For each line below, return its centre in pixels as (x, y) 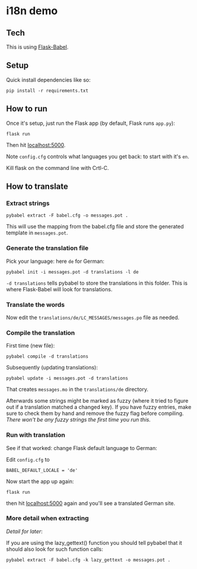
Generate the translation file (47, 248)
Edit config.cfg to (28, 459)
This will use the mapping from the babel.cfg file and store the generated (95, 227)
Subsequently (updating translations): (52, 368)
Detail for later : (25, 531)
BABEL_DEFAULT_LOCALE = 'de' (42, 470)
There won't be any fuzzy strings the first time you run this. (78, 420)
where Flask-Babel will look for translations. (59, 289)
